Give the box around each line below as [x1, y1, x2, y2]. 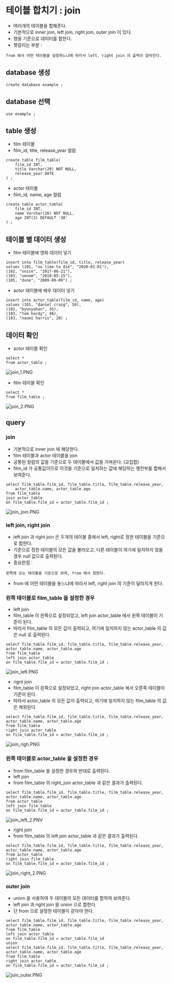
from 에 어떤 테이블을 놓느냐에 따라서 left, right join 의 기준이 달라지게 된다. [13, 580, 164, 586]
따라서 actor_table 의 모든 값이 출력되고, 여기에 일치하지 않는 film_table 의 [13, 698, 161, 704]
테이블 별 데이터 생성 [6, 235, 66, 244]
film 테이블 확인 [13, 380, 45, 386]
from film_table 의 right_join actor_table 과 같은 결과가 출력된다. [13, 779, 143, 786]
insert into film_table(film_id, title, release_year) [6, 260, 125, 265]
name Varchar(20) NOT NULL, [15, 211, 75, 216]
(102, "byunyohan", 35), [6, 307, 59, 312]
